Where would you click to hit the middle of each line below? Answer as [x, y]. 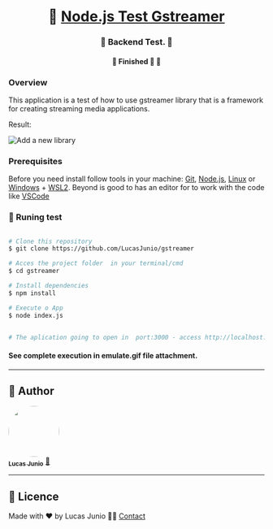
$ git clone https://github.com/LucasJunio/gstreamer [102, 249]
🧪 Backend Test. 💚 [136, 42]
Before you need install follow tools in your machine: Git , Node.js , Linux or [132, 179]
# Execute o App [36, 308]
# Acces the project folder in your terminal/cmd [96, 263]
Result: [20, 124]
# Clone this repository [50, 241]
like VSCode [29, 196]
